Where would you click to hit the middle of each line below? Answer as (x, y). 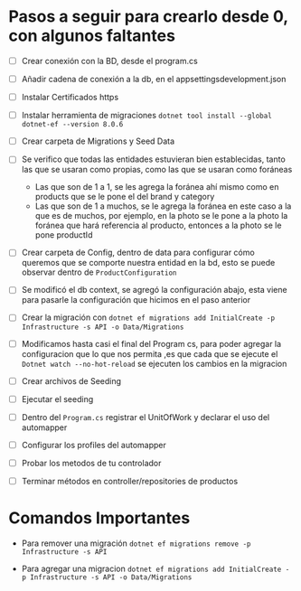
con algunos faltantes (92, 36)
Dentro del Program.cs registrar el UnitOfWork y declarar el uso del (146, 417)
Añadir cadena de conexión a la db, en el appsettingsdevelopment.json (154, 79)
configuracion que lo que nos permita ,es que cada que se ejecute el (150, 353)
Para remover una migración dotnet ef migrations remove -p (136, 543)
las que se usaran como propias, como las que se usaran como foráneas (157, 170)
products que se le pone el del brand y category (125, 197)
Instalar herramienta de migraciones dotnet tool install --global (146, 116)
